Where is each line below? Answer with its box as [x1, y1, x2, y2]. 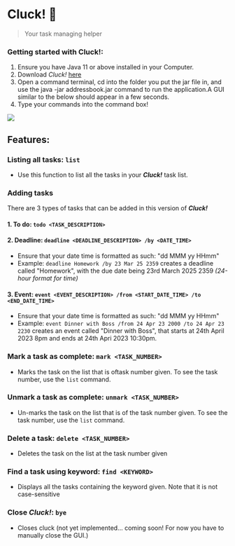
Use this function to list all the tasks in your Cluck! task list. [17, 170, 188, 179]
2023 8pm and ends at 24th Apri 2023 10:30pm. [17, 334, 157, 343]
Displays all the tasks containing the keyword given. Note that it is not [17, 483, 218, 491]
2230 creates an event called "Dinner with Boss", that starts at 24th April [17, 327, 225, 335]
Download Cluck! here [17, 70, 82, 79]
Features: [7, 133, 50, 146]
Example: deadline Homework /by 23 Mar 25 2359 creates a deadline [17, 259, 214, 268]
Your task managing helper [24, 29, 103, 38]
